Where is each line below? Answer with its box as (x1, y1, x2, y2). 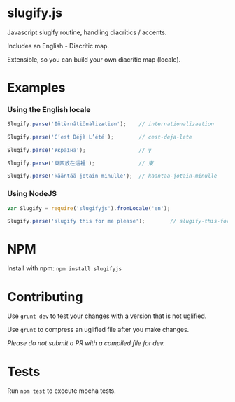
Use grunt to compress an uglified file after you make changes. (7, 326, 190, 334)
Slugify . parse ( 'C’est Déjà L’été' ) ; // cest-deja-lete (7, 134, 192, 141)
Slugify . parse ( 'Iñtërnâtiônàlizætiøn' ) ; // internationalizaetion (7, 120, 215, 127)
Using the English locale (7, 105, 91, 115)
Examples (7, 80, 66, 96)
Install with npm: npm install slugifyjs (7, 264, 122, 272)
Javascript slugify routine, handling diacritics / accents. (7, 28, 167, 36)
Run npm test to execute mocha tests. (7, 387, 117, 395)
